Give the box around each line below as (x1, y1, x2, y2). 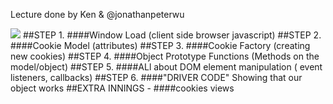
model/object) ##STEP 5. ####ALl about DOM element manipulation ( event (10, 61, 323, 73)
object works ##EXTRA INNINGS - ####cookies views (10, 82, 235, 94)
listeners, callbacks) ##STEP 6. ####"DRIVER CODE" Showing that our (10, 72, 303, 83)
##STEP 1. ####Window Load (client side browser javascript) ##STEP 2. (22, 29, 322, 41)
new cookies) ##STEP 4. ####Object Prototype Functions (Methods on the (10, 50, 320, 62)
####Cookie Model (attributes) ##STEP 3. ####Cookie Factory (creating (10, 40, 311, 51)
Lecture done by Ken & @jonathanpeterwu (10, 9, 185, 20)
